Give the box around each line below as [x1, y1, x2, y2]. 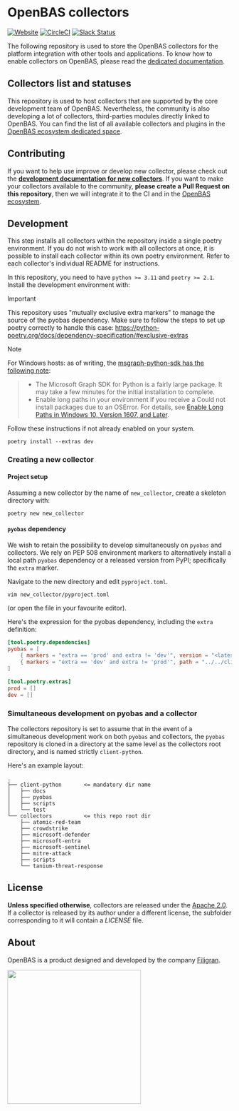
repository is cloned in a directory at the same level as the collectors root [7, 740, 221, 748]
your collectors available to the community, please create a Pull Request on [7, 181, 230, 190]
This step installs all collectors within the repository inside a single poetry [7, 236, 223, 245]
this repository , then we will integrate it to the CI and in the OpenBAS [7, 189, 211, 198]
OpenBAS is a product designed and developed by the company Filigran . [7, 955, 221, 964]
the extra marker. [7, 563, 59, 572]
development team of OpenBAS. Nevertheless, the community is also [7, 104, 210, 113]
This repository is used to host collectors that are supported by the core [7, 96, 218, 105]
